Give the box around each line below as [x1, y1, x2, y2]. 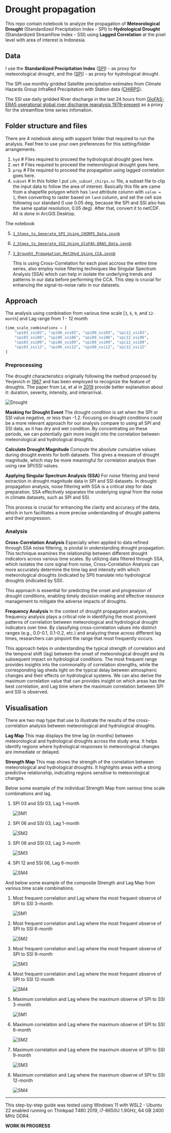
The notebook [5, 220, 35, 226]
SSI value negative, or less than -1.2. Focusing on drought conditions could [5, 415, 162, 421]
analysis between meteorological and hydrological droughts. [28, 723, 156, 729]
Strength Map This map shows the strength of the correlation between [5, 759, 154, 765]
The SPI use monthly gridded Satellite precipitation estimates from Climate [5, 80, 161, 86]
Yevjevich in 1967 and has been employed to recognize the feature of [5, 378, 151, 384]
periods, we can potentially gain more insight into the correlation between [5, 431, 160, 437]
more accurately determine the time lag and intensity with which [5, 566, 140, 573]
